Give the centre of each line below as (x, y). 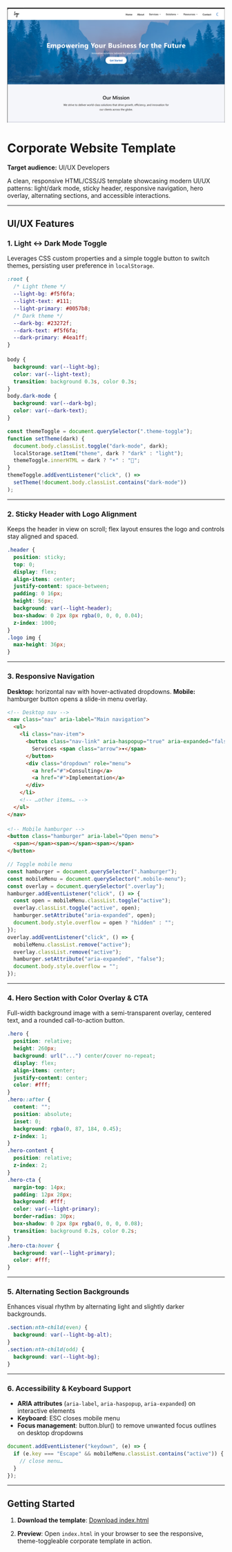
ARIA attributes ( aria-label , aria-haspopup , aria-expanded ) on (106, 1404)
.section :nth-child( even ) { (48, 1328)
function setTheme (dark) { (46, 439)
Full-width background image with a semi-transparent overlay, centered (109, 1013)
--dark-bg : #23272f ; (43, 323)
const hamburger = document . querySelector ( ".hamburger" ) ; (92, 871)
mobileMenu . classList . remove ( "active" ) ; (72, 944)
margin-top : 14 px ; (40, 1187)
